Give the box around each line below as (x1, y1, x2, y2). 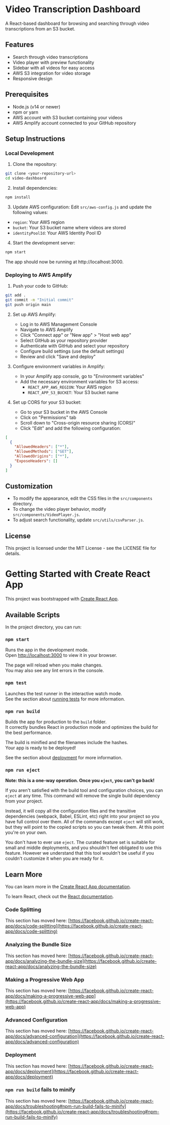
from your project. (5, 798, 43, 804)
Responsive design (12, 75, 53, 82)
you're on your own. (5, 829, 47, 835)
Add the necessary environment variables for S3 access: (20, 378, 139, 384)
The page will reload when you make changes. (5, 662, 103, 668)
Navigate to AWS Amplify (20, 326, 73, 333)
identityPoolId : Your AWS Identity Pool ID (12, 230, 101, 236)
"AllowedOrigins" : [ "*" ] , (14, 454, 70, 459)
